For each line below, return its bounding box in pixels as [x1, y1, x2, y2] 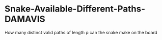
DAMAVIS [4, 13, 45, 25]
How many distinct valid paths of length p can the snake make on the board [4, 29, 158, 35]
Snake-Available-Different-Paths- [4, 3, 145, 14]
